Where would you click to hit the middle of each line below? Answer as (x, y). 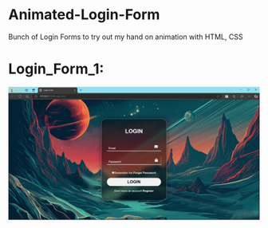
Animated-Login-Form (84, 15)
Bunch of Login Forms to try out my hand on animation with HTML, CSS (126, 37)
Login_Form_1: (56, 69)
